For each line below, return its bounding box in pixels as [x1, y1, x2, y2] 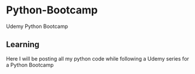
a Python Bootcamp [6, 61, 54, 68]
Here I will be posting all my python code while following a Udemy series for [6, 55, 189, 62]
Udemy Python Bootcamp [6, 23, 69, 30]
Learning [6, 40, 40, 50]
